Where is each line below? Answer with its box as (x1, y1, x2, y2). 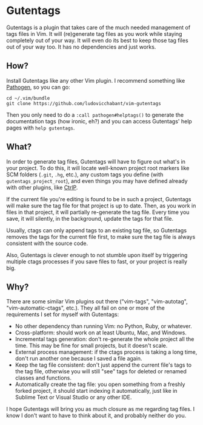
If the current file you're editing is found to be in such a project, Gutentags (6, 195, 192, 202)
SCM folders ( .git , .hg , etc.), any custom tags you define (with (6, 171, 164, 178)
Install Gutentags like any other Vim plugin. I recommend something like (6, 77, 185, 84)
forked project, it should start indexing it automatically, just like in (15, 387, 178, 395)
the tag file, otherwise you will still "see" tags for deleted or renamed (15, 368, 187, 375)
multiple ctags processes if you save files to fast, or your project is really (6, 258, 188, 265)
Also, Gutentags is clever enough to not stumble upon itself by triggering (6, 251, 188, 258)
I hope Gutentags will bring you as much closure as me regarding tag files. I (6, 406, 195, 413)
